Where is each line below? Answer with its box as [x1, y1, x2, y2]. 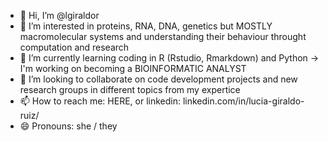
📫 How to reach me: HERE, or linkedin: [19, 95, 182, 107]
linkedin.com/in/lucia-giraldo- [182, 95, 305, 107]
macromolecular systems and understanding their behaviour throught [19, 31, 307, 42]
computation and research [19, 41, 130, 53]
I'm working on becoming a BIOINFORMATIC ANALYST [19, 63, 247, 74]
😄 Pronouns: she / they [19, 120, 118, 132]
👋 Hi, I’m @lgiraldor [19, 10, 100, 21]
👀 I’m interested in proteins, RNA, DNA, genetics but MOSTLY [19, 20, 273, 32]
